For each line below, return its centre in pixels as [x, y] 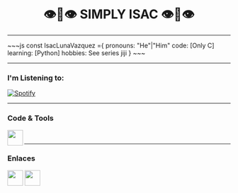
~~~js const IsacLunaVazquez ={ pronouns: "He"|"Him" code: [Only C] [111, 45]
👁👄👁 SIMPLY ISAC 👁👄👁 [119, 14]
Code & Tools [31, 118]
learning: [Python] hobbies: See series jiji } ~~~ [76, 53]
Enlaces [21, 158]
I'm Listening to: [36, 78]
